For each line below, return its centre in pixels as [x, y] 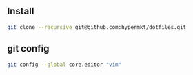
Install [21, 11]
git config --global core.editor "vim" [64, 65]
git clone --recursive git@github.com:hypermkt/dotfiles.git [97, 27]
